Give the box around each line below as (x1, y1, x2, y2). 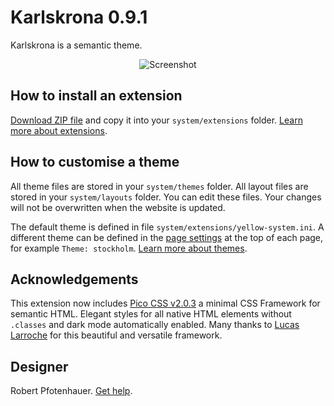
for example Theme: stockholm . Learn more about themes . (10, 242, 248, 254)
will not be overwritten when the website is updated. (10, 201, 226, 213)
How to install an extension (10, 87, 183, 105)
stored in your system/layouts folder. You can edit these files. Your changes (10, 191, 322, 203)
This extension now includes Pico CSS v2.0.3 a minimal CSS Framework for (10, 297, 321, 310)
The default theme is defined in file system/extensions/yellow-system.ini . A (10, 221, 325, 233)
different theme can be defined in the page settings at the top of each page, (10, 231, 324, 243)
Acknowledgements (10, 271, 139, 288)
